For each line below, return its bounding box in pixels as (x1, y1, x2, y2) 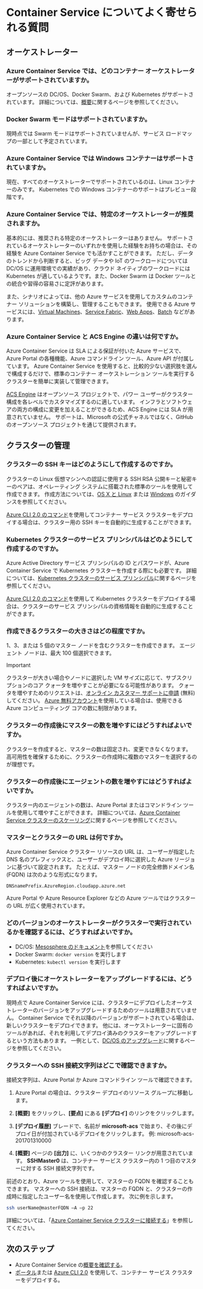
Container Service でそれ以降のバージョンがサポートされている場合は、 (18, 1014, 198, 1021)
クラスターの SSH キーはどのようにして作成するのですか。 (6, 460, 177, 469)
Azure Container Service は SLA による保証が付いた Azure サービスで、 (6, 347, 185, 354)
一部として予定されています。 (16, 137, 91, 145)
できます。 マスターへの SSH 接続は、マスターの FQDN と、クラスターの (6, 1185, 188, 1192)
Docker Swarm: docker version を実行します (15, 950, 127, 958)
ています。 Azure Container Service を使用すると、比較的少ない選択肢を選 (6, 362, 192, 370)
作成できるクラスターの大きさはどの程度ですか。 (6, 627, 149, 635)
